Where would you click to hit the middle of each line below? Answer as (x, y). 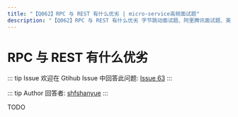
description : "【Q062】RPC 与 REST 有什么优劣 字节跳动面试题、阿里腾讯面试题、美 (119, 20)
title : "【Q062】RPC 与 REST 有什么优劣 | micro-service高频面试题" (103, 14)
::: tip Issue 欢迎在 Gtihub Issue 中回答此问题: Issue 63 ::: (90, 78)
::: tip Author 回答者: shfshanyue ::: (58, 93)
